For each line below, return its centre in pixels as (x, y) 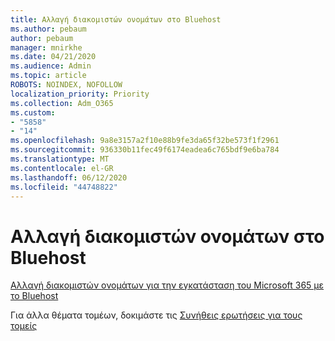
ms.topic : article (48, 76)
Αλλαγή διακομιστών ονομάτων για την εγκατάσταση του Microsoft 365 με (167, 285)
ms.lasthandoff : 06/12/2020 (69, 177)
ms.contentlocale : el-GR (62, 168)
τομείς (24, 326)
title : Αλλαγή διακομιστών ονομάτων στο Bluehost (116, 19)
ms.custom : (33, 112)
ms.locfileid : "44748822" (64, 187)
